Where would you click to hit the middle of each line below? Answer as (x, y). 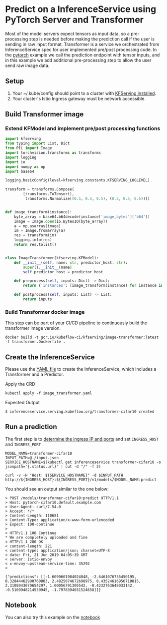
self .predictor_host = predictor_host (63, 272)
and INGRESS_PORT (23, 444)
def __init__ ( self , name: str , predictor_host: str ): (71, 263)
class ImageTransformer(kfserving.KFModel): (52, 258)
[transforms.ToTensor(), (49, 194)
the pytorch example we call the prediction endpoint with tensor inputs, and (83, 55)
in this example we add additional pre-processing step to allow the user (78, 60)
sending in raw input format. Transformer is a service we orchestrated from (82, 44)
